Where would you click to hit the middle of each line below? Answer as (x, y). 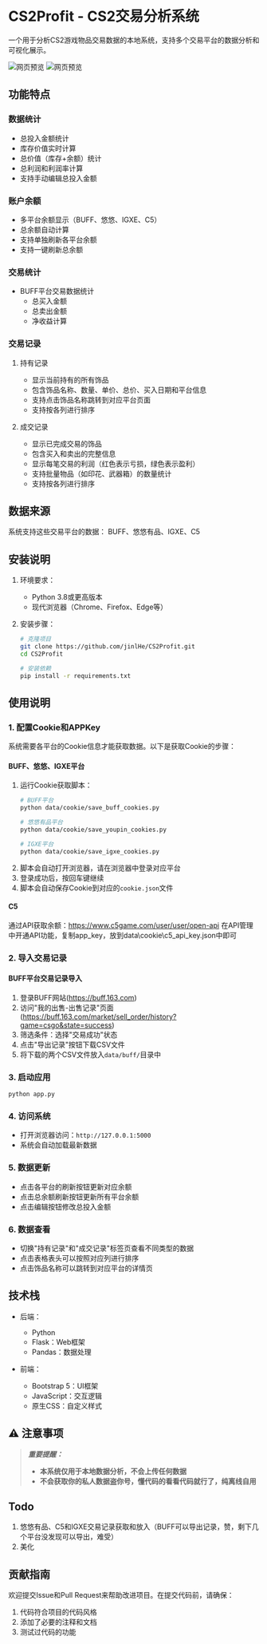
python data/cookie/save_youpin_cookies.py (93, 830)
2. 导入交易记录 (38, 957)
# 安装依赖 (35, 668)
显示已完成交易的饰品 (67, 443)
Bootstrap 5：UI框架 (65, 1385)
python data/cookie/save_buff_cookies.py (89, 808)
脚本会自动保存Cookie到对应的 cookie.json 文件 (96, 888)
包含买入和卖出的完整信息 (74, 454)
